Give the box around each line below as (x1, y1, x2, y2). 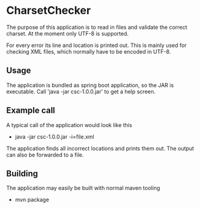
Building (6, 168, 38, 178)
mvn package (15, 196, 50, 204)
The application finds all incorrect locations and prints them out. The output (6, 145, 195, 152)
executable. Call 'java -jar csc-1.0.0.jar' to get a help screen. (6, 88, 156, 95)
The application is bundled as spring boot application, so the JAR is (6, 81, 174, 89)
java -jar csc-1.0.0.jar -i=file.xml (15, 133, 95, 140)
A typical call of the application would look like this (6, 121, 132, 128)
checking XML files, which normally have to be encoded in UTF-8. (6, 48, 171, 55)
